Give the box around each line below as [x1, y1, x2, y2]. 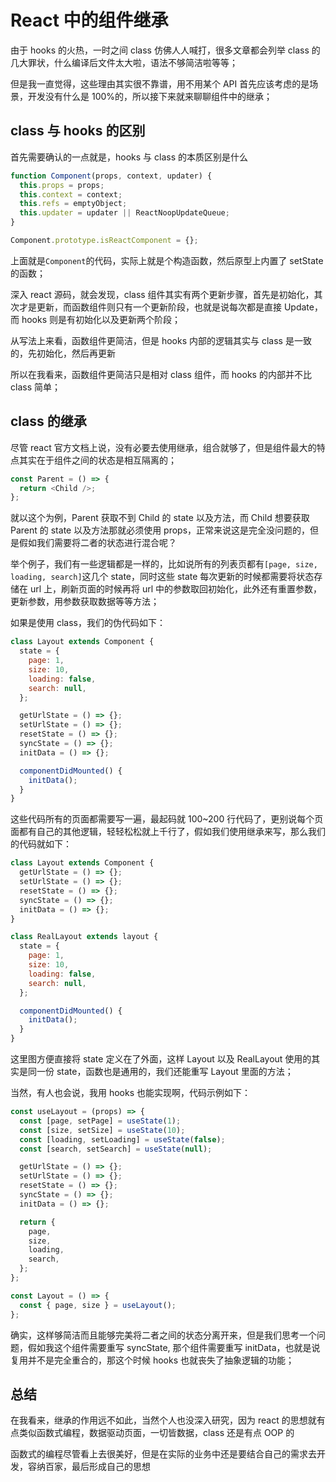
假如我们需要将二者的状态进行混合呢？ [18, 537, 177, 549]
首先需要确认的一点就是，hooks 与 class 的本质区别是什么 [10, 151, 248, 163]
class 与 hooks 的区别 [10, 122, 146, 140]
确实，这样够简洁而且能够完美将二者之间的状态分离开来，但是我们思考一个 [10, 1329, 317, 1341]
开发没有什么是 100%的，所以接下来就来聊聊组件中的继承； [27, 90, 273, 102]
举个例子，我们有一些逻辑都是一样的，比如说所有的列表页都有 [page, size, [10, 558, 318, 570]
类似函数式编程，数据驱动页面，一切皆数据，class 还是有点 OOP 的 [18, 1427, 295, 1439]
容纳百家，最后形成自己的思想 [27, 1461, 151, 1473]
